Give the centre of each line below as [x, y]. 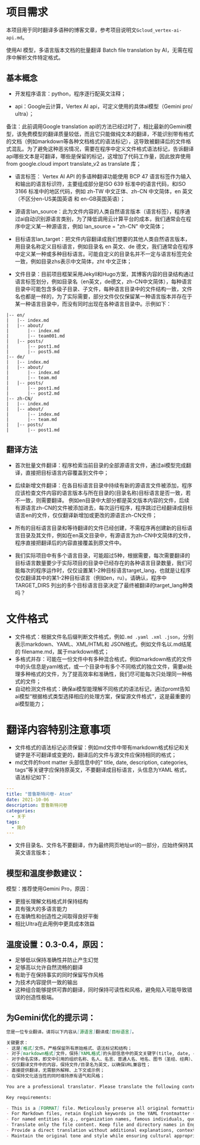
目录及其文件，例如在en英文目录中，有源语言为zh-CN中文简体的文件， [107, 535]
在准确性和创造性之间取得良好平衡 [57, 917]
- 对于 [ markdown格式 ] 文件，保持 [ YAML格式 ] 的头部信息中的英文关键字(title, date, [99, 1054]
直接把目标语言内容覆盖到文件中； [67, 472]
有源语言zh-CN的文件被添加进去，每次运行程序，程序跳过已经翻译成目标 [104, 507]
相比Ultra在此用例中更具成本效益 [55, 924]
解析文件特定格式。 [40, 57]
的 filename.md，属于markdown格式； [62, 651]
